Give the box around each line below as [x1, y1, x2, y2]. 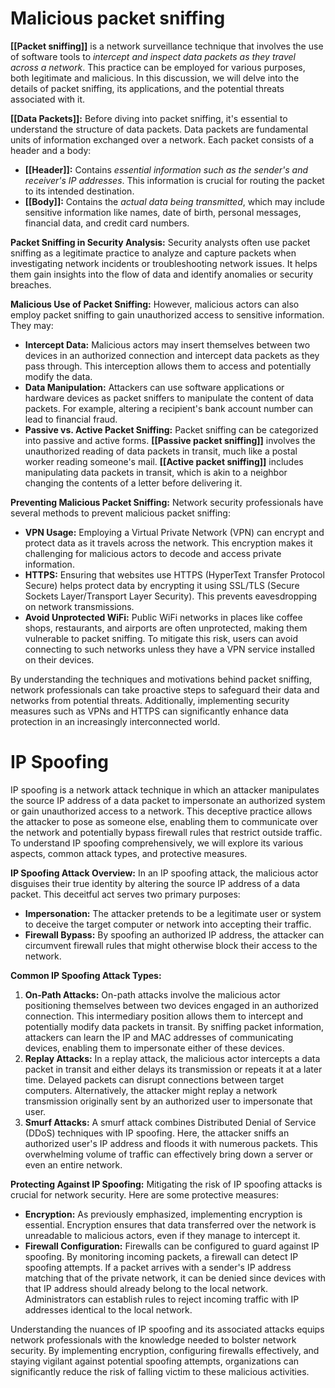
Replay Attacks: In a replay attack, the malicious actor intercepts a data [24, 1052, 321, 1064]
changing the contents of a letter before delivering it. [24, 477, 243, 489]
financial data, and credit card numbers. [24, 217, 190, 229]
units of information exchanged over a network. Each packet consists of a [10, 133, 315, 146]
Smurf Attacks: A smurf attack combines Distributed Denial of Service [24, 1116, 317, 1128]
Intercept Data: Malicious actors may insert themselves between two [24, 338, 311, 351]
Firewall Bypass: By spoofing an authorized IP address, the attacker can [24, 928, 325, 941]
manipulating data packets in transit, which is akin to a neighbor [24, 466, 288, 478]
